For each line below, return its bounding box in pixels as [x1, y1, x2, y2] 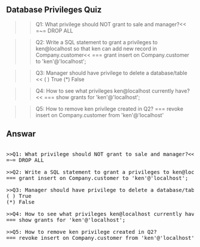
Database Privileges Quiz [6, 5, 102, 15]
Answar [6, 129, 36, 139]
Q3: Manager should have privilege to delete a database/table [35, 69, 187, 77]
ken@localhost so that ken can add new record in [35, 45, 157, 52]
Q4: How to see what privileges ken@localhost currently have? [35, 87, 190, 94]
